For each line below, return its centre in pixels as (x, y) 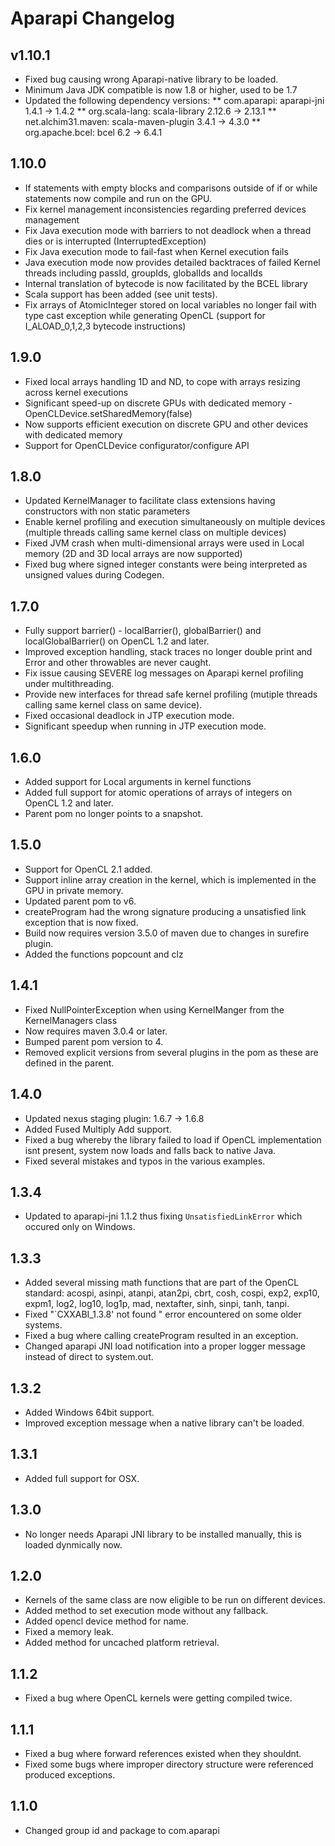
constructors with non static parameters (107, 511)
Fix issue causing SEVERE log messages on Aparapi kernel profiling (164, 673)
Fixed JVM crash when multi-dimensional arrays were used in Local (164, 543)
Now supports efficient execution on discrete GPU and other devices (166, 424)
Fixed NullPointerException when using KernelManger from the (154, 1009)
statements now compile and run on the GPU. (118, 198)
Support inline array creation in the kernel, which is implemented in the (170, 879)
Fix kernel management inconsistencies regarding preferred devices (165, 209)
